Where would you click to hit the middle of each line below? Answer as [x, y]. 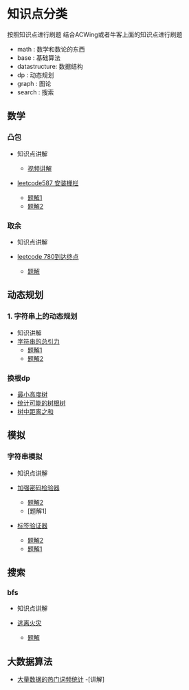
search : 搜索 [35, 92]
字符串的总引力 [38, 341]
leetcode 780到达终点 [48, 256]
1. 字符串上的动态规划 [42, 316]
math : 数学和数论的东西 [51, 49]
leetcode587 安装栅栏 [48, 182]
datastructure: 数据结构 [50, 66]
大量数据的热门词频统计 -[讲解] [61, 680]
